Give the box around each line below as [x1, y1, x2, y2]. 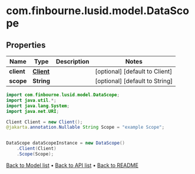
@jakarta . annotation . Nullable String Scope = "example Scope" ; [6, 125, 165, 130]
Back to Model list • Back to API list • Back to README [6, 162, 138, 169]
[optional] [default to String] [95, 77, 173, 85]
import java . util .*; [6, 97, 57, 103]
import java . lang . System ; [6, 103, 70, 109]
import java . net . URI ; [6, 108, 60, 114]
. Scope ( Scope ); [16, 151, 54, 157]
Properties [6, 40, 46, 50]
